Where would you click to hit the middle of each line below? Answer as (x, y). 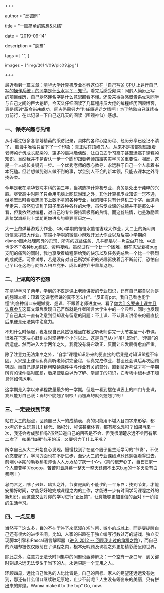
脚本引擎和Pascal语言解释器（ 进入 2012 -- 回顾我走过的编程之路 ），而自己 (83, 540)
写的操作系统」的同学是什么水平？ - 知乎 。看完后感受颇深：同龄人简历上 (78, 91)
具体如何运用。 (20, 379)
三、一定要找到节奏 (28, 409)
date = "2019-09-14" (26, 36)
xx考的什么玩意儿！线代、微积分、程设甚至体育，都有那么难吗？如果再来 (78, 427)
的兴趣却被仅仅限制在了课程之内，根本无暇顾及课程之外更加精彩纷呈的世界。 (82, 547)
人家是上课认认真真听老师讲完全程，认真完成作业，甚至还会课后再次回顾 (86, 360)
